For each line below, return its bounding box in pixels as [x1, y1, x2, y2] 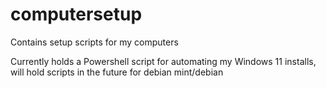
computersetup [10, 3, 143, 26]
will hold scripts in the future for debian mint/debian [10, 66, 224, 78]
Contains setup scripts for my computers [10, 36, 179, 48]
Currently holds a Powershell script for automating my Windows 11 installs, [10, 55, 317, 67]
